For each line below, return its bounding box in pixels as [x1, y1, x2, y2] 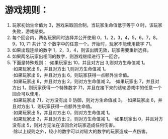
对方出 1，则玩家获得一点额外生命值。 [16, 103, 95, 109]
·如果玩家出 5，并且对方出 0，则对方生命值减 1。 [12, 109, 113, 115]
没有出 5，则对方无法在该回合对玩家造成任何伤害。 [12, 122, 118, 128]
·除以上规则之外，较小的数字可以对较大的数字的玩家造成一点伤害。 [12, 128, 150, 134]
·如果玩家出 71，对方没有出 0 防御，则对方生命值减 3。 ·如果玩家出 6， [12, 97, 158, 103]
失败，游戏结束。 [12, 28, 48, 34]
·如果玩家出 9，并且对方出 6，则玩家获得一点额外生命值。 [12, 72, 132, 78]
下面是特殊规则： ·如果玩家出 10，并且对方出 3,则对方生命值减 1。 [12, 59, 148, 65]
